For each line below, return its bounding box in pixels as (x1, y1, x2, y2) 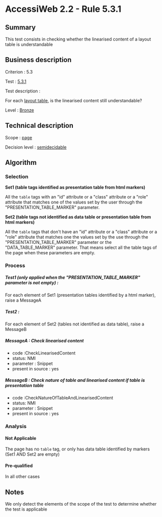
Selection (5, 173, 29, 180)
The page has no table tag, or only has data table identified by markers (5, 446, 150, 452)
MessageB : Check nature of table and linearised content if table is (5, 377, 145, 383)
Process (5, 262, 26, 269)
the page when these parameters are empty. (5, 250, 96, 256)
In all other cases (5, 474, 40, 479)
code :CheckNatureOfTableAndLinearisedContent (12, 395, 113, 401)
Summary (5, 23, 36, 32)
